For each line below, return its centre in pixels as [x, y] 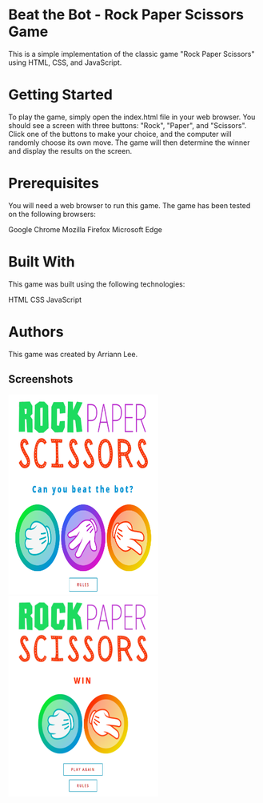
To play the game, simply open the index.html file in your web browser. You [132, 117]
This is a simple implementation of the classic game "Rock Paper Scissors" [131, 54]
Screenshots [41, 379]
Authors [36, 332]
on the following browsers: [52, 214]
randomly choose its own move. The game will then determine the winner [129, 143]
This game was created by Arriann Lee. [73, 354]
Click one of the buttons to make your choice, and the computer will [120, 134]
